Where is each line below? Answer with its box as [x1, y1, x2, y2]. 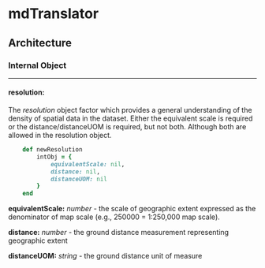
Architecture [8, 36, 73, 50]
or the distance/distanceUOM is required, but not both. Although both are [8, 122, 247, 132]
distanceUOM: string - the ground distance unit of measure [8, 251, 203, 261]
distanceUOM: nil [50, 175, 108, 183]
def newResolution [22, 146, 83, 154]
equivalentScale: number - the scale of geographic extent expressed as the [8, 204, 256, 214]
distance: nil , [50, 167, 101, 176]
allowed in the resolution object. [8, 131, 112, 140]
